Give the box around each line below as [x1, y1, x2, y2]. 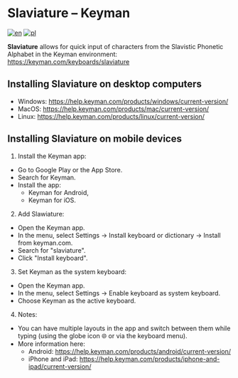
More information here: [17, 340, 85, 348]
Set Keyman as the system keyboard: [17, 267, 126, 275]
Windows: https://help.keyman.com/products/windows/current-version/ [17, 97, 229, 105]
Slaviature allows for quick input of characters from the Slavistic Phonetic [7, 42, 224, 51]
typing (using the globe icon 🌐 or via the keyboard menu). [17, 331, 188, 340]
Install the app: [17, 180, 62, 189]
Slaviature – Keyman [7, 5, 130, 21]
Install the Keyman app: [17, 152, 87, 160]
